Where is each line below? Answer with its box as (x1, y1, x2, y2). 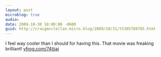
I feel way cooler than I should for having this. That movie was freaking (5, 40, 154, 46)
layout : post (5, 7, 33, 13)
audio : (5, 17, 19, 22)
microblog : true (5, 12, 40, 17)
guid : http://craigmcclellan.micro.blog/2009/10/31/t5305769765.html (5, 26, 156, 32)
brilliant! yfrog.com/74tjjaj (5, 46, 60, 52)
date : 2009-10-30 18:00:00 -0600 (5, 21, 76, 27)
